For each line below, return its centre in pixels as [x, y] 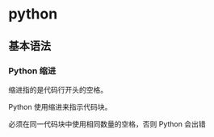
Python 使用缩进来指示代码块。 [60, 106]
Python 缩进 [32, 71]
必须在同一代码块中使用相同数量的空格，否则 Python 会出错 [107, 124]
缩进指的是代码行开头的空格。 [58, 89]
